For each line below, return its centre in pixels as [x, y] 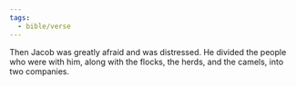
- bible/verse [44, 26]
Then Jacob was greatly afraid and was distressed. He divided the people [148, 52]
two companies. [40, 71]
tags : [20, 18]
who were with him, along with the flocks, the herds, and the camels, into [147, 62]
